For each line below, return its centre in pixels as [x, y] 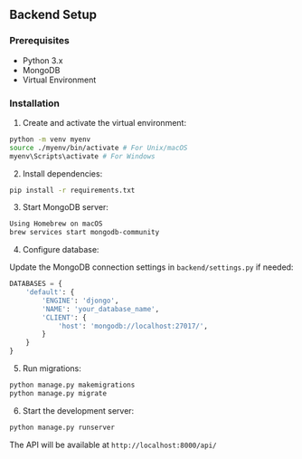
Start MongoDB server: [65, 207]
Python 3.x [42, 60]
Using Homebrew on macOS [56, 224]
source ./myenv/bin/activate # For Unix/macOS [99, 148]
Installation [35, 103]
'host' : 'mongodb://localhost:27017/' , [132, 326]
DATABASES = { [36, 284]
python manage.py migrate [58, 393]
